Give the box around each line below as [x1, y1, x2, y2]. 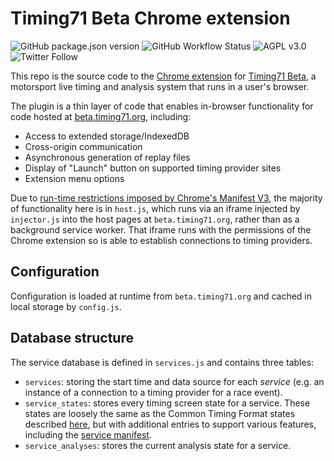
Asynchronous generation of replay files [24, 151, 191, 163]
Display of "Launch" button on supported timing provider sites [24, 162, 282, 174]
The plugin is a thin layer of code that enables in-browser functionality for [10, 100, 314, 112]
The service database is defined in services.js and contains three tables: [10, 356, 315, 368]
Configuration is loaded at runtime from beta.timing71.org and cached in [10, 290, 313, 302]
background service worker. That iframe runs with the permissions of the [10, 223, 312, 236]
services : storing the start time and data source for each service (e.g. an [24, 375, 325, 387]
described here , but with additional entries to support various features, [24, 418, 317, 430]
